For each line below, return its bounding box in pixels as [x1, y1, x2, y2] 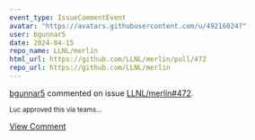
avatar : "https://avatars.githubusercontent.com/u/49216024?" [9, 22, 247, 31]
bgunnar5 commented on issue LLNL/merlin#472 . [9, 87, 194, 99]
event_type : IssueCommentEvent [9, 13, 127, 22]
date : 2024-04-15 [9, 38, 75, 48]
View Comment [9, 120, 66, 131]
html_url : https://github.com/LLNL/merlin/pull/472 [9, 55, 207, 64]
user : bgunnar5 [9, 30, 66, 39]
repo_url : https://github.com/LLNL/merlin [9, 64, 171, 73]
